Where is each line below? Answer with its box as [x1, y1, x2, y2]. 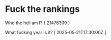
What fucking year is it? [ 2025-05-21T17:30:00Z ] [5, 29, 107, 35]
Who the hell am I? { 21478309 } [5, 20, 70, 26]
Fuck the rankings [5, 3, 80, 15]
